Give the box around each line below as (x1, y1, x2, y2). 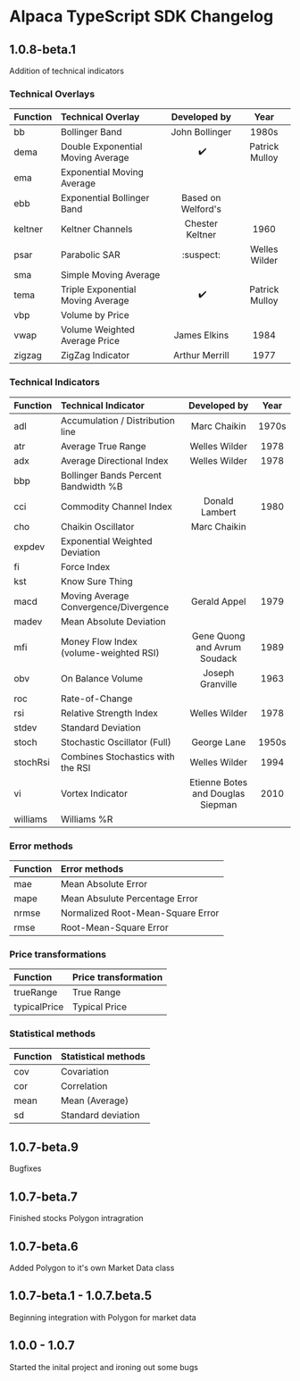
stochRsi (13, 756, 51, 768)
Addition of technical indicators (9, 65, 125, 76)
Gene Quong (191, 630, 246, 642)
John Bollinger (171, 126, 232, 138)
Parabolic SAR (61, 248, 121, 261)
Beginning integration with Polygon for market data (9, 1311, 196, 1323)
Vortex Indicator (61, 787, 128, 799)
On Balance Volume (61, 672, 144, 684)
